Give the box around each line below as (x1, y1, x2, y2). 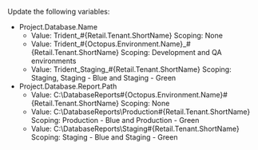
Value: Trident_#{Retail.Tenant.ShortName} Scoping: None (30, 31, 223, 40)
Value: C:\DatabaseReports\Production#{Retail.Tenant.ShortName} (30, 107, 251, 116)
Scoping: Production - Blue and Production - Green (30, 116, 200, 124)
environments (30, 56, 77, 65)
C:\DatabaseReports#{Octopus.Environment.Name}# (54, 90, 228, 99)
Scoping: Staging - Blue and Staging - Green (30, 132, 178, 142)
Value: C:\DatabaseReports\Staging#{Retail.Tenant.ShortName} (30, 124, 240, 133)
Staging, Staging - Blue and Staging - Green (30, 73, 177, 82)
